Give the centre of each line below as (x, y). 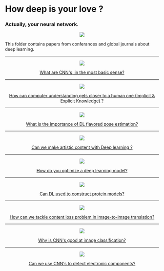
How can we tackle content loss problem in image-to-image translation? (82, 217)
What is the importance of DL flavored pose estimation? (82, 124)
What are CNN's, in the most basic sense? (82, 72)
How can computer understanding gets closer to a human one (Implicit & (82, 96)
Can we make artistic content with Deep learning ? (82, 147)
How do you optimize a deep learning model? (82, 171)
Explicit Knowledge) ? (82, 101)
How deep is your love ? (54, 9)
